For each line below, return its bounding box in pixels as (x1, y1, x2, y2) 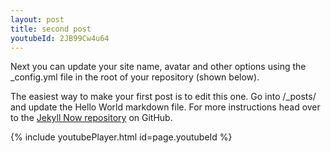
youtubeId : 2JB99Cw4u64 (10, 33, 110, 43)
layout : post (10, 14, 65, 25)
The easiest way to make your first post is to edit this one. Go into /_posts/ (10, 91, 317, 103)
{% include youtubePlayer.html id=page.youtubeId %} (10, 131, 233, 143)
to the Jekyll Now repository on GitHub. (10, 112, 173, 124)
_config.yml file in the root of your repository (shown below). (10, 71, 260, 83)
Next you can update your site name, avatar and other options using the (10, 61, 307, 73)
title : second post (10, 24, 92, 34)
